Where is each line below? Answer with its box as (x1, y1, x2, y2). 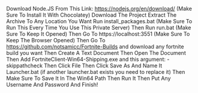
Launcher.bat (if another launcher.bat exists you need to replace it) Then (6, 69, 185, 75)
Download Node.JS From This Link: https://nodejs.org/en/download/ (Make (6, 5, 192, 12)
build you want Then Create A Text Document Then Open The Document (6, 49, 186, 56)
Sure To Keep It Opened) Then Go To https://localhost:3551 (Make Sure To (6, 30, 190, 38)
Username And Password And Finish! (6, 81, 98, 88)
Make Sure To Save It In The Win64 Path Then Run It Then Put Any (6, 75, 171, 82)
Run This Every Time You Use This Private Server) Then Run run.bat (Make (6, 24, 191, 31)
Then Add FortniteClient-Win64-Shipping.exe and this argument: (6, 56, 166, 63)
